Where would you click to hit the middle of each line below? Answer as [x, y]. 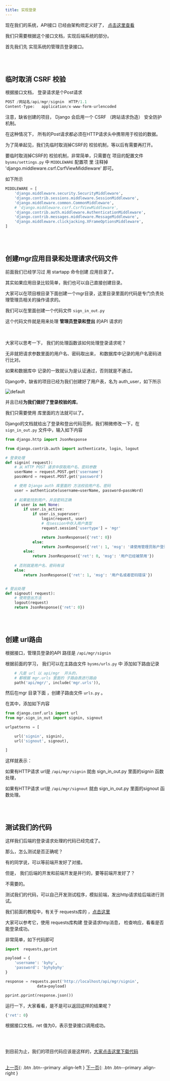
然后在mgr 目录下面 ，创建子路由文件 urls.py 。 [55, 693]
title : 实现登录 [21, 10]
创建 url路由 [24, 640]
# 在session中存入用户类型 [67, 524]
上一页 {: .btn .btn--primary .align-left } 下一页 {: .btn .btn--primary [73, 1068]
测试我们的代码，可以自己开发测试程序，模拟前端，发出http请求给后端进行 [83, 894]
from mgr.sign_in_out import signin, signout [54, 718]
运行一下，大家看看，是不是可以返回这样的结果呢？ [58, 1005]
